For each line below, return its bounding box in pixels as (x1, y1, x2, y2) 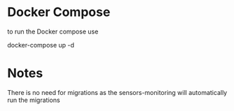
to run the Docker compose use (7, 27, 99, 36)
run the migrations (7, 96, 61, 104)
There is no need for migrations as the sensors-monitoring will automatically (7, 88, 228, 96)
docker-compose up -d (7, 40, 75, 49)
